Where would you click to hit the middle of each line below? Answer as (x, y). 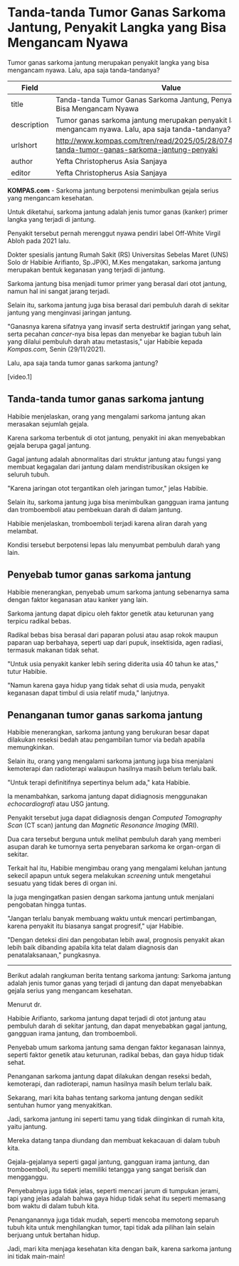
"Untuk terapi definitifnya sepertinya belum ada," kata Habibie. (99, 782)
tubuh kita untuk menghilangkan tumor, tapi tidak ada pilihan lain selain (111, 1227)
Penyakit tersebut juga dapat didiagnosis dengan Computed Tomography (115, 818)
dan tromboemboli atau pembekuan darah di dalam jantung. (95, 509)
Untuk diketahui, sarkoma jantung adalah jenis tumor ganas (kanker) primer (118, 212)
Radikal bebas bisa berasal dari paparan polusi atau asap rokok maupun (113, 635)
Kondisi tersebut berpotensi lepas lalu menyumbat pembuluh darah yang (114, 545)
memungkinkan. (31, 747)
